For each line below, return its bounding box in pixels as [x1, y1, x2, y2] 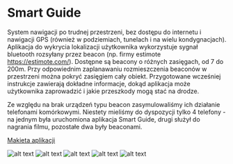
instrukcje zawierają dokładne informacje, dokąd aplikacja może [7, 79, 191, 88]
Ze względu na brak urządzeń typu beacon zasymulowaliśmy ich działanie [7, 100, 220, 108]
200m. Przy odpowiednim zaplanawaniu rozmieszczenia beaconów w [7, 65, 207, 73]
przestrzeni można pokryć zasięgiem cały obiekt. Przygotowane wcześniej [7, 72, 221, 81]
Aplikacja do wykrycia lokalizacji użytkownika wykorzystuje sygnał [7, 42, 198, 51]
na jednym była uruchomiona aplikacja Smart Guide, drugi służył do [7, 115, 200, 123]
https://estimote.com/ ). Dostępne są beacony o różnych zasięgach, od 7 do [7, 57, 224, 65]
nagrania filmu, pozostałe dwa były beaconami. [7, 122, 143, 131]
